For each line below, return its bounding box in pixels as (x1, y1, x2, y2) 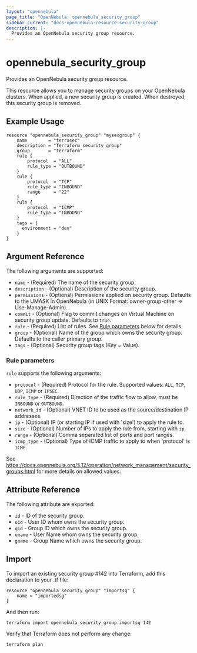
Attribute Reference (6, 485, 81, 495)
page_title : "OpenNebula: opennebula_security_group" (6, 14, 141, 20)
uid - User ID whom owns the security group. (14, 518, 125, 525)
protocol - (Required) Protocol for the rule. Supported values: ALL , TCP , (14, 381, 186, 388)
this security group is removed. (6, 100, 82, 107)
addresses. (14, 412, 42, 419)
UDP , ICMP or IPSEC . (14, 387, 59, 394)
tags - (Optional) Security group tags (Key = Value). (14, 341, 140, 348)
